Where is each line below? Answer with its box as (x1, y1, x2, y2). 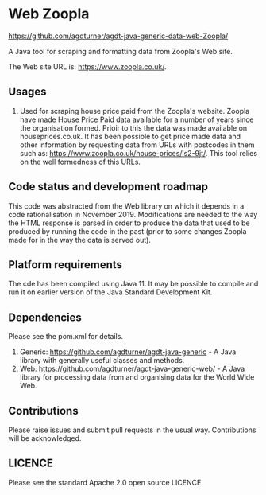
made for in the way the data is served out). (8, 235, 151, 244)
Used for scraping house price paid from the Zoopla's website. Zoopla (19, 106, 250, 115)
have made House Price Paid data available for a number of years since (19, 115, 254, 124)
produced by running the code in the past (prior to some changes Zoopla (8, 226, 247, 236)
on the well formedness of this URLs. (19, 157, 141, 166)
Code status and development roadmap (8, 180, 209, 193)
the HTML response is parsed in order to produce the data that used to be (8, 218, 250, 228)
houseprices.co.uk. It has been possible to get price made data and (19, 131, 241, 141)
